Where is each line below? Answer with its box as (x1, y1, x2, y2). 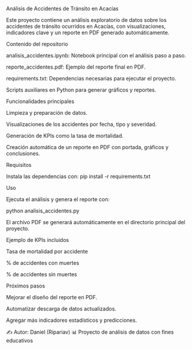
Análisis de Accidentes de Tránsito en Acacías (6, 5, 119, 12)
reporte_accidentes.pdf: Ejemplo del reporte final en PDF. (6, 63, 146, 70)
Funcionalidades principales (6, 98, 75, 105)
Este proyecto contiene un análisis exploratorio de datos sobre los (6, 17, 167, 23)
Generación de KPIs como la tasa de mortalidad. (6, 133, 124, 139)
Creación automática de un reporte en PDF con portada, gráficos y (6, 144, 169, 150)
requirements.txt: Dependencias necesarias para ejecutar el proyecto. (6, 75, 177, 82)
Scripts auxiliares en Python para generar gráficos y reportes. (6, 86, 157, 93)
